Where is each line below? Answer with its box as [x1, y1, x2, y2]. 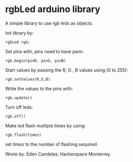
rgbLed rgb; [5, 39, 30, 45]
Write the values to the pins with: [5, 86, 73, 92]
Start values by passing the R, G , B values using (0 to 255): [5, 67, 128, 73]
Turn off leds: [5, 104, 33, 110]
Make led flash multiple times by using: [5, 122, 86, 129]
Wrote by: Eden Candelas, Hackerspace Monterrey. [5, 151, 111, 157]
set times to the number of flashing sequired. [5, 141, 98, 147]
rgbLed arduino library [5, 4, 100, 15]
